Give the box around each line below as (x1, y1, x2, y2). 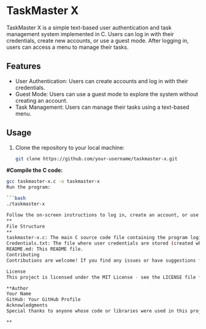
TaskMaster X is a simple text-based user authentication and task (6, 24, 172, 31)
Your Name (6, 291, 32, 297)
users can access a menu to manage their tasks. (6, 43, 129, 51)
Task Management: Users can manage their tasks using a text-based (15, 103, 189, 111)
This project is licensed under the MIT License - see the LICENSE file (6, 274, 196, 280)
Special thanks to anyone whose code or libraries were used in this (6, 308, 188, 314)
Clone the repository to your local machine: (15, 144, 124, 151)
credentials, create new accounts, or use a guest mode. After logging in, (6, 37, 189, 44)
